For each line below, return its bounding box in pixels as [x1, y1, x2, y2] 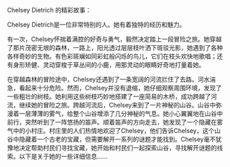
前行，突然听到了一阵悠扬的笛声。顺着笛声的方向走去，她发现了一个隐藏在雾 [7, 118, 223, 126]
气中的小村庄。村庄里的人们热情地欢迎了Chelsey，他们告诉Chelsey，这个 [7, 127, 215, 135]
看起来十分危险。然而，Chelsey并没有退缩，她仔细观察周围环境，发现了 [18, 84, 222, 92]
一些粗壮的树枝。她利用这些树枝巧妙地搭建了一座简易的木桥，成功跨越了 [7, 92, 211, 101]
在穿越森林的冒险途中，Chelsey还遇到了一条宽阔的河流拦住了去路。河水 [7, 75, 210, 83]
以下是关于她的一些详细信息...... [18, 153, 108, 160]
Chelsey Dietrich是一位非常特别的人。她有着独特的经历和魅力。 [7, 21, 186, 29]
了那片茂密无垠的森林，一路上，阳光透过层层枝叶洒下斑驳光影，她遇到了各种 [7, 44, 223, 51]
